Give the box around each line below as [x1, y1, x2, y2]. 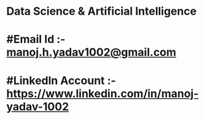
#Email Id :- [6, 33, 66, 47]
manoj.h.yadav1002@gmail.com [6, 45, 177, 60]
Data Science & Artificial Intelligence [6, 4, 197, 18]
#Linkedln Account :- [6, 74, 117, 87]
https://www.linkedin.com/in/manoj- [6, 86, 199, 101]
